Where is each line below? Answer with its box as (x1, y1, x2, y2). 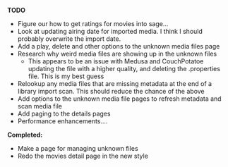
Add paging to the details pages (17, 109, 111, 118)
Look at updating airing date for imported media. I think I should (17, 27, 203, 35)
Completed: (7, 130, 43, 139)
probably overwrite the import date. (17, 35, 121, 43)
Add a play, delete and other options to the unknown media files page (17, 42, 220, 50)
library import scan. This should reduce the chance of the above (17, 87, 205, 95)
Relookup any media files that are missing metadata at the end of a (17, 80, 212, 87)
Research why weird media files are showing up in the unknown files (17, 49, 217, 58)
